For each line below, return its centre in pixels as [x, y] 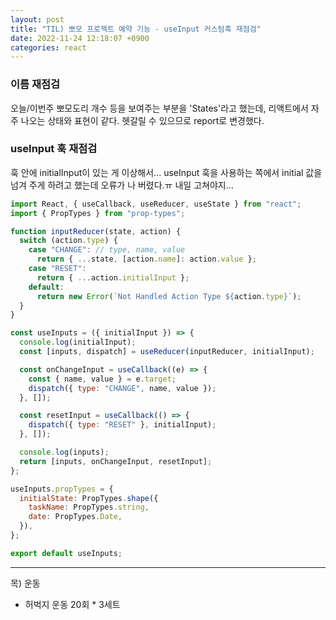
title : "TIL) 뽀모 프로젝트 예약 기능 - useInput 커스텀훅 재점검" [136, 29]
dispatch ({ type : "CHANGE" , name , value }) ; [122, 388]
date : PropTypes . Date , [75, 517]
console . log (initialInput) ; [78, 342]
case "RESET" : [57, 269]
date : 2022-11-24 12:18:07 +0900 [80, 38]
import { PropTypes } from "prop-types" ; [98, 213]
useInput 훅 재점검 [54, 149]
